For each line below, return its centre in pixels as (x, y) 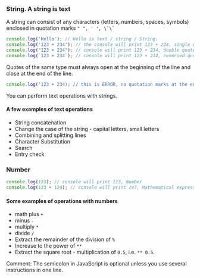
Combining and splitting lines (50, 135)
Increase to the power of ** (48, 246)
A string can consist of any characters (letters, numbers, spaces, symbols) (98, 22)
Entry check (29, 154)
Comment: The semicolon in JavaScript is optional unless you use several (96, 264)
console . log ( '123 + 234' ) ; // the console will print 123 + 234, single (98, 45)
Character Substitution (42, 141)
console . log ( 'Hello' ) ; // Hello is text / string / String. (82, 39)
